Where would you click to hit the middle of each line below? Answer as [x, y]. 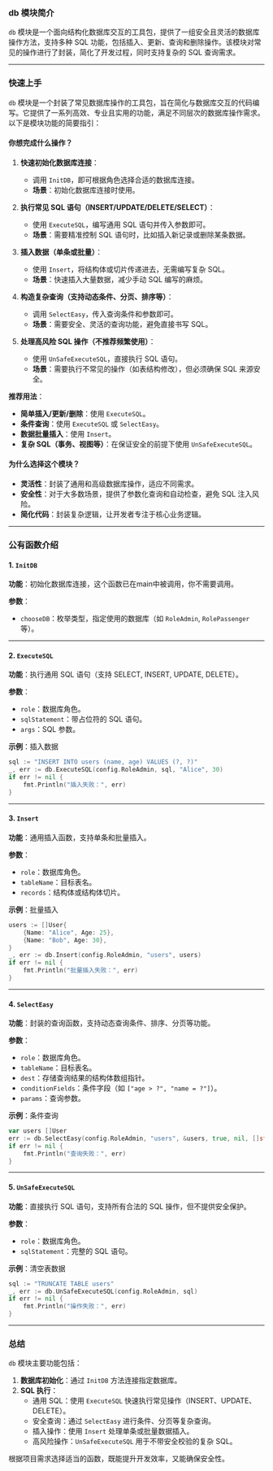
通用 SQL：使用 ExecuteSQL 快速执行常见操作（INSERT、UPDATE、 [144, 1401]
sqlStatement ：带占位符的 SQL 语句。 [83, 719]
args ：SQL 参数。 [50, 729]
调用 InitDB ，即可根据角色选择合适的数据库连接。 [115, 180]
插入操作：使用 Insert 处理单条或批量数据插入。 [113, 1431]
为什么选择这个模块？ [44, 464]
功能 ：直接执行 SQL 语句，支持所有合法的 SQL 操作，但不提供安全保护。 [130, 1206]
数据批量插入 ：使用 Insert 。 [68, 433]
